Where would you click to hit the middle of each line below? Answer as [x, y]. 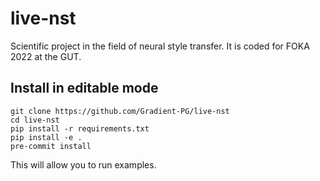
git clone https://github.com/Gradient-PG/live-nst [120, 111]
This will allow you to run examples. [83, 164]
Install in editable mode [84, 88]
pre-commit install [51, 146]
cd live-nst [35, 120]
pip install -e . [46, 137]
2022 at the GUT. [46, 56]
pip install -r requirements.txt [80, 128]
